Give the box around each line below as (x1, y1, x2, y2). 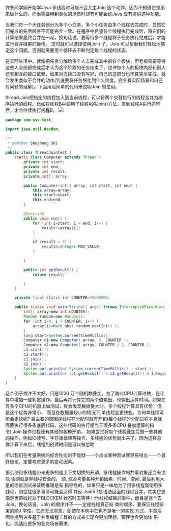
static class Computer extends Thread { (14, 155, 101, 160)
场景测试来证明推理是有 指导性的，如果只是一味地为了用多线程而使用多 (14, 482, 163, 489)
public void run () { (23, 216, 67, 221)
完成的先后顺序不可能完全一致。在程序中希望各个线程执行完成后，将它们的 (9, 28, 166, 34)
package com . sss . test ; (5, 117, 53, 123)
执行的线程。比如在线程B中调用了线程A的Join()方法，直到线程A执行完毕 (9, 101, 160, 107)
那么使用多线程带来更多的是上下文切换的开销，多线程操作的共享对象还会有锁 (5, 469, 166, 476)
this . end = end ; (32, 197, 63, 203)
